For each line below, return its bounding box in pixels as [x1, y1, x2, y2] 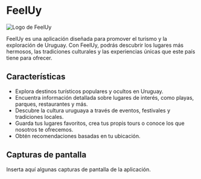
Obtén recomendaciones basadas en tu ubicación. [14, 132, 141, 139]
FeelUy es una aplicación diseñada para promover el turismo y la [6, 35, 167, 42]
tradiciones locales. [14, 113, 64, 120]
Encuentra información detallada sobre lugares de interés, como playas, [14, 94, 194, 101]
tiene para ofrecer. [6, 54, 53, 61]
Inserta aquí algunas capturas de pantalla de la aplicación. [6, 166, 151, 173]
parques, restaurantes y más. [14, 100, 88, 108]
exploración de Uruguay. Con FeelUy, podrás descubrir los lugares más [6, 41, 184, 49]
